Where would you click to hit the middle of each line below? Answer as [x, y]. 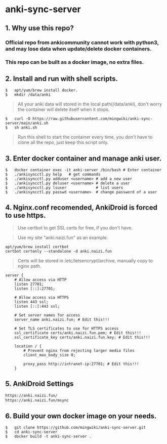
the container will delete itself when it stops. [64, 109]
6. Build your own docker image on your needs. [81, 416]
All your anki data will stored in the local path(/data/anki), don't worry [90, 104]
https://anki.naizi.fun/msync [37, 400]
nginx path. [29, 266]
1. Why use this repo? [40, 28]
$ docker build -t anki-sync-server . [49, 436]
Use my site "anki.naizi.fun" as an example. [63, 237]
